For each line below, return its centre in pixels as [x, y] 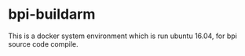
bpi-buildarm [52, 14]
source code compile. [43, 44]
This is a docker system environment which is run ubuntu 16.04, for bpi [122, 36]
